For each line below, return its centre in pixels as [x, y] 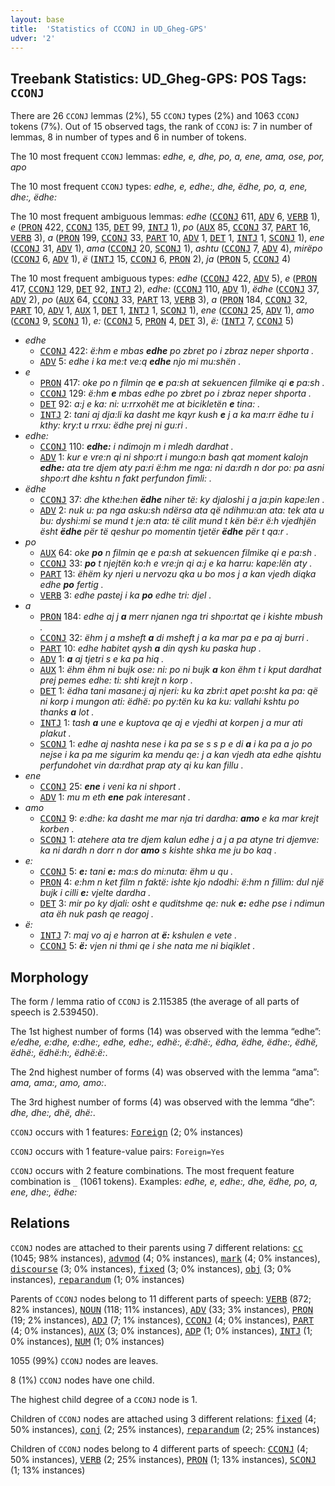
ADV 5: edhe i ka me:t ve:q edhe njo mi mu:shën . [140, 362]
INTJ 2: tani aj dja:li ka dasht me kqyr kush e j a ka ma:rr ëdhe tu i [176, 415]
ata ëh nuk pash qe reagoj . [97, 914]
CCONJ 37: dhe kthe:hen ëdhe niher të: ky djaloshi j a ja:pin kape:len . [182, 500]
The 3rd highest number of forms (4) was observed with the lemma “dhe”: [163, 1102]
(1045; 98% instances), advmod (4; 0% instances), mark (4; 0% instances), [165, 1258]
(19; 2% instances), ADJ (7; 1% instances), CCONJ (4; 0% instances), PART [162, 1320]
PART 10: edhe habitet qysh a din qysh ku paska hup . [150, 648]
